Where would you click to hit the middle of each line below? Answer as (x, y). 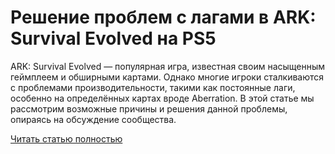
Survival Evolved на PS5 (113, 38)
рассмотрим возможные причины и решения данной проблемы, (149, 108)
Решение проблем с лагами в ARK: (163, 17)
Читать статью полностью (66, 138)
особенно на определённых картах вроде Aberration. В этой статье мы (162, 98)
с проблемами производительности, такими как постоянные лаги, (153, 87)
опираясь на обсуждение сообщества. (93, 119)
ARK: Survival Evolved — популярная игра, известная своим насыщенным (168, 66)
